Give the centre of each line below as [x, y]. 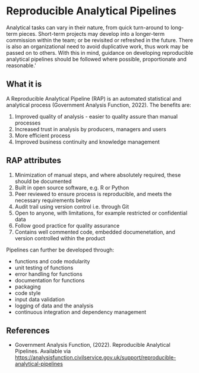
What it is [24, 84]
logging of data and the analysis [54, 306]
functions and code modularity [52, 261]
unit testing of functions [44, 268]
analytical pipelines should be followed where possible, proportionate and [97, 59]
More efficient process [42, 135]
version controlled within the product [60, 238]
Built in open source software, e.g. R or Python [72, 187]
